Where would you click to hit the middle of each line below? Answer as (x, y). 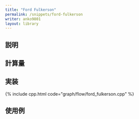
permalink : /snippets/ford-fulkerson (44, 14)
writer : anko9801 (23, 19)
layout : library (22, 24)
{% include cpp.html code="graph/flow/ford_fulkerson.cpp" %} (70, 94)
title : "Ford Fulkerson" (31, 10)
